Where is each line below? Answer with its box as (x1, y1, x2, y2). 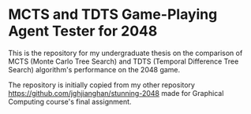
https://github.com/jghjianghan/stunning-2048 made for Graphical (8, 88, 224, 97)
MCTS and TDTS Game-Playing (8, 6, 218, 24)
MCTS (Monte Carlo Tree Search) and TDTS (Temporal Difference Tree (8, 57, 239, 66)
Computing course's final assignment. (8, 97, 132, 106)
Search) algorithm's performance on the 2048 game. (8, 64, 181, 74)
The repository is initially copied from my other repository (8, 80, 196, 90)
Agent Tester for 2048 (8, 22, 158, 40)
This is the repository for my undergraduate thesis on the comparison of (8, 48, 243, 57)
